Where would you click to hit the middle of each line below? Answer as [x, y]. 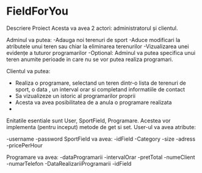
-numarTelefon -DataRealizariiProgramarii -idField [69, 163]
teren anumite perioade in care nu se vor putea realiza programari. [90, 59]
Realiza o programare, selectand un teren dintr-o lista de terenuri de [100, 83]
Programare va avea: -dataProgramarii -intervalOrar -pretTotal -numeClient [101, 157]
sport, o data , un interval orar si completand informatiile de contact [100, 89]
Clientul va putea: [28, 71]
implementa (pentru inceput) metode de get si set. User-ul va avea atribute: [101, 127]
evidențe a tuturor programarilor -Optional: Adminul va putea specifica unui [101, 52]
